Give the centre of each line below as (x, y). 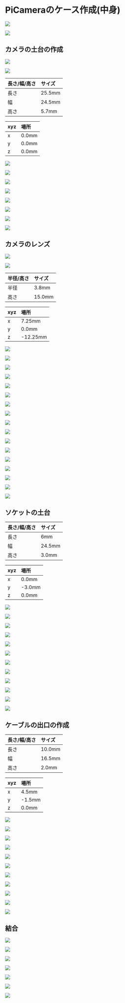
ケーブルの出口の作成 (37, 725)
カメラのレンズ (28, 244)
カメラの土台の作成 (34, 50)
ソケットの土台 (28, 513)
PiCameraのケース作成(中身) (63, 10)
